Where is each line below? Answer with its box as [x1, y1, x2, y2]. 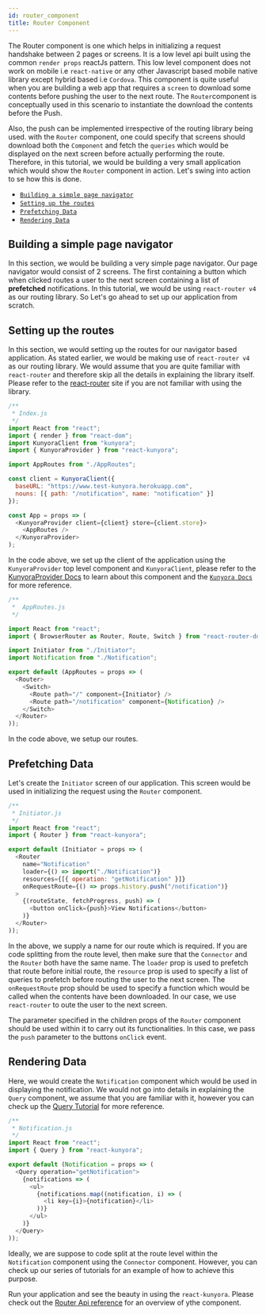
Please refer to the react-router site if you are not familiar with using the [8, 378, 242, 388]
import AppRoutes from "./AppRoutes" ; [8, 461, 136, 468]
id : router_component [8, 11, 80, 20]
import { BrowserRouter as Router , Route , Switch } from [8, 632, 200, 640]
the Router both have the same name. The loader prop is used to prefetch [8, 958, 249, 967]
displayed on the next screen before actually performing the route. [8, 148, 226, 159]
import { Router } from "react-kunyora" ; [8, 831, 147, 839]
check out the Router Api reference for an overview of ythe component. [8, 1298, 241, 1307]
